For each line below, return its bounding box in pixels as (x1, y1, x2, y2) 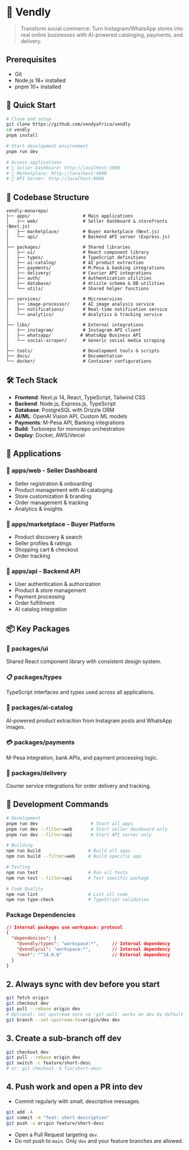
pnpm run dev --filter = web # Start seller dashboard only (6, 826, 168, 832)
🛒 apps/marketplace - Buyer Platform (6, 520, 115, 528)
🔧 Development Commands (6, 799, 109, 809)
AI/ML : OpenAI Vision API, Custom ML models (14, 412, 128, 419)
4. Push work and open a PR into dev (6, 1082, 143, 1092)
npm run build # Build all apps (6, 848, 131, 854)
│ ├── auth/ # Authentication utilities (6, 276, 152, 281)
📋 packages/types (6, 672, 62, 681)
